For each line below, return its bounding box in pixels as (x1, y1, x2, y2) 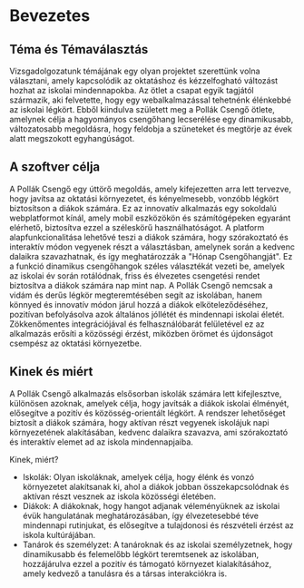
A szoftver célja (9, 160, 101, 175)
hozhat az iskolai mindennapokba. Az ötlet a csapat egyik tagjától (9, 85, 254, 95)
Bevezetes (9, 5, 91, 26)
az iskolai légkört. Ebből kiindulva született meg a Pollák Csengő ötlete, (9, 104, 275, 114)
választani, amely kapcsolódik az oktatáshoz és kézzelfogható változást (9, 75, 279, 86)
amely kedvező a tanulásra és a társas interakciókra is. (22, 568, 228, 579)
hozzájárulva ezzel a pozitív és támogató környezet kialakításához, (22, 558, 272, 569)
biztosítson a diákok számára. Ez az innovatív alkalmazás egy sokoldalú (9, 202, 277, 213)
